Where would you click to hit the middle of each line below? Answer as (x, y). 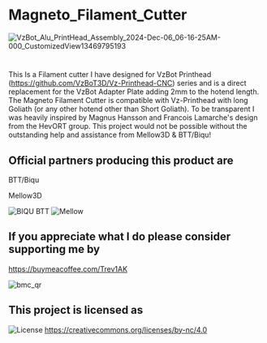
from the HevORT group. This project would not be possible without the (128, 126)
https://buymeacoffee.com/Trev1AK (68, 268)
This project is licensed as (76, 310)
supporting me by (54, 249)
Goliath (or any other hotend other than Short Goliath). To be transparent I (131, 109)
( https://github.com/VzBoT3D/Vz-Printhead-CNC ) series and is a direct (127, 84)
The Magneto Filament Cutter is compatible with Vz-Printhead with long (129, 101)
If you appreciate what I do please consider (120, 237)
